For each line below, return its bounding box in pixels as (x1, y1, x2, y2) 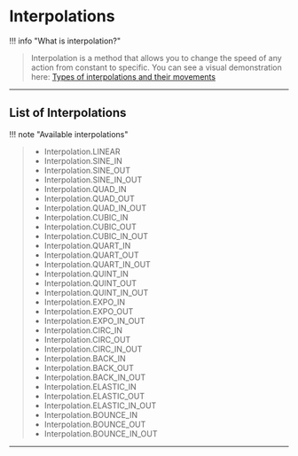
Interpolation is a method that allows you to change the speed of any (30, 52, 282, 63)
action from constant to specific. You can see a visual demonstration (30, 62, 282, 73)
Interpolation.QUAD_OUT (43, 193, 136, 204)
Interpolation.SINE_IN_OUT (43, 174, 143, 185)
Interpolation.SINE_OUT (43, 165, 131, 175)
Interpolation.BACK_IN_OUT (43, 372, 146, 383)
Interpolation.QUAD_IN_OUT (43, 202, 147, 213)
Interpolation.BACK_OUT (43, 362, 135, 373)
